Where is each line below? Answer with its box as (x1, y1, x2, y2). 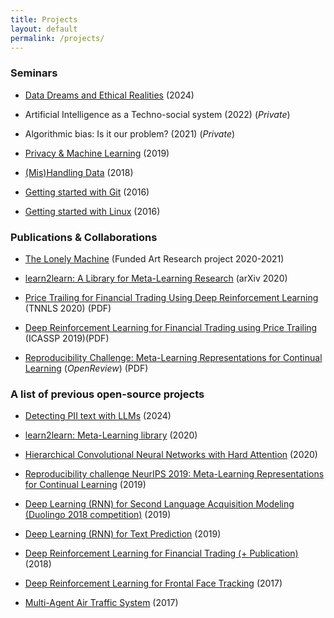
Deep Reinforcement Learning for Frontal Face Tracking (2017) (24, 577, 283, 590)
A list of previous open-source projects (10, 387, 205, 401)
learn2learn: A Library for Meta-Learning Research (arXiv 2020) (24, 272, 288, 284)
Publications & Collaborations (10, 230, 158, 244)
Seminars (10, 66, 58, 80)
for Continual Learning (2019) (24, 479, 147, 491)
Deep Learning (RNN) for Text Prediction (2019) (24, 528, 222, 540)
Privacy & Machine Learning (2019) (24, 147, 170, 159)
